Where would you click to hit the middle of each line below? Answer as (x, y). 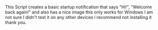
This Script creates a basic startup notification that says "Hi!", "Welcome (79, 7)
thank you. (16, 22)
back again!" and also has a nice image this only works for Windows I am (79, 12)
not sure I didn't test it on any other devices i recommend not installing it (78, 17)
